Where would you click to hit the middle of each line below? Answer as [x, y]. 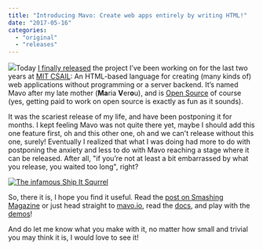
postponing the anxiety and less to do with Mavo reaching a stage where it [129, 150]
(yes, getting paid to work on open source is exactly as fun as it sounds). [126, 101]
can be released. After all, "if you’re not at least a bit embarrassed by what [128, 159]
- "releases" [37, 45]
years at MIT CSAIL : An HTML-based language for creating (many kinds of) [130, 76]
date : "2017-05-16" [40, 23]
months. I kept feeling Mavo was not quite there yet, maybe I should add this [131, 125]
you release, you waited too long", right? [73, 167]
